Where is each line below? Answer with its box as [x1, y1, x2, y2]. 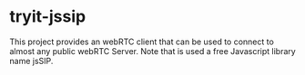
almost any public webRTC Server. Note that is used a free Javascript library [9, 45, 296, 56]
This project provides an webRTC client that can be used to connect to [9, 36, 275, 47]
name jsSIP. [9, 55, 54, 66]
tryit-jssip [9, 6, 86, 27]
